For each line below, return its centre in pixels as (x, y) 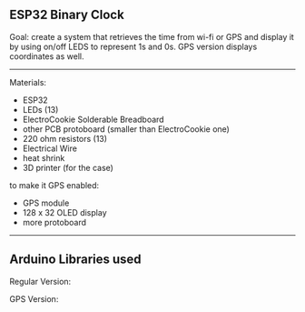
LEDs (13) (40, 109)
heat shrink (44, 157)
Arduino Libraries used (76, 260)
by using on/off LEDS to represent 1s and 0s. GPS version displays (133, 46)
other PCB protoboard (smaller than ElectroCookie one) (126, 129)
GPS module (46, 203)
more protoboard (54, 222)
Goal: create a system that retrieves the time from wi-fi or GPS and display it (152, 36)
